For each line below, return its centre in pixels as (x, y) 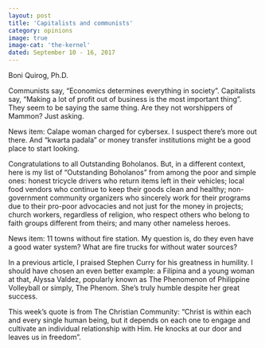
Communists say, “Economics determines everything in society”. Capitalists (132, 91)
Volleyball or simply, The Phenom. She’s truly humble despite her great (124, 288)
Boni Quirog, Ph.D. (39, 75)
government (28, 197)
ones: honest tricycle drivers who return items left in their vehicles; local (127, 181)
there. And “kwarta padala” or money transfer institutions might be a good (129, 140)
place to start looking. (44, 149)
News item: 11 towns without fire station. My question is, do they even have (131, 239)
